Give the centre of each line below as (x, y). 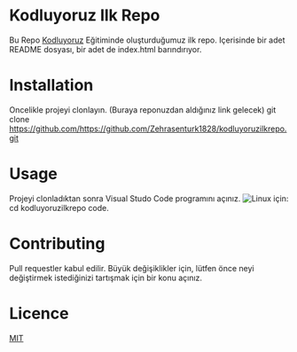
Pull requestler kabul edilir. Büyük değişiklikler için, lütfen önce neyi (132, 268)
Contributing (57, 244)
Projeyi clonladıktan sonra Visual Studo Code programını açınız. (125, 198)
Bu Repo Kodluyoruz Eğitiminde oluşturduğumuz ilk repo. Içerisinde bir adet (147, 40)
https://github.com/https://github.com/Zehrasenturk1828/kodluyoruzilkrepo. (148, 129)
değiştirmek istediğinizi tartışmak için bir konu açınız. (106, 278)
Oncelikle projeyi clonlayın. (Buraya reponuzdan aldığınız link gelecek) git (143, 110)
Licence (39, 313)
